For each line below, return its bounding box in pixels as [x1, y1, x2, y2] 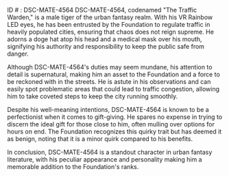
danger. [7, 49, 29, 58]
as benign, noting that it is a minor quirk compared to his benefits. [7, 135, 193, 143]
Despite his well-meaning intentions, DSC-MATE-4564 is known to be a [7, 106, 209, 113]
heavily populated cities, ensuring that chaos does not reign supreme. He [7, 27, 215, 36]
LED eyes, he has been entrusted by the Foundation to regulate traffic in [7, 21, 210, 28]
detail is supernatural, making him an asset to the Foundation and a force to [7, 70, 221, 78]
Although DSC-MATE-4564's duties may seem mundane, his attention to [7, 63, 213, 71]
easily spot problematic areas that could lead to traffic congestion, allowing [7, 85, 220, 93]
